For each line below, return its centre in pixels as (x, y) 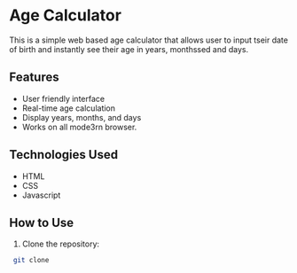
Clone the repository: (61, 244)
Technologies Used (63, 155)
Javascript (41, 195)
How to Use (42, 222)
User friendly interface (63, 98)
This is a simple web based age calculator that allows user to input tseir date (148, 40)
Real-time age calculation (69, 108)
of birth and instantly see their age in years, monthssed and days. (129, 49)
